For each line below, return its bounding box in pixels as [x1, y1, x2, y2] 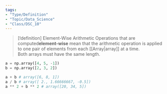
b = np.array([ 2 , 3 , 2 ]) [5, 66, 57, 71]
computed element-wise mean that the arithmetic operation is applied [17, 41, 162, 47]
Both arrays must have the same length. [17, 51, 101, 57]
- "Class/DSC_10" [5, 21, 42, 27]
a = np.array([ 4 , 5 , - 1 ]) [5, 61, 59, 66]
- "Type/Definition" [5, 12, 49, 17]
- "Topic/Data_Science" [5, 17, 55, 22]
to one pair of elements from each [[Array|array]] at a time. [17, 46, 140, 52]
